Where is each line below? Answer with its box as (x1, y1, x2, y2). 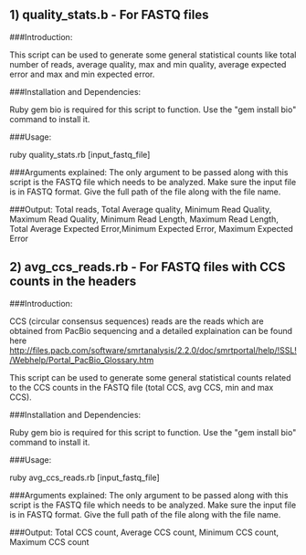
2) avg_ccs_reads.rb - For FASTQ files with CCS (9, 259, 286, 275)
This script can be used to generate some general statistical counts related (9, 372, 291, 382)
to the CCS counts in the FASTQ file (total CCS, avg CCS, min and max (9, 382, 274, 393)
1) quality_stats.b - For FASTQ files (9, 7, 209, 23)
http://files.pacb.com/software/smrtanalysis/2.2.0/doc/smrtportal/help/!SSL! (9, 344, 297, 355)
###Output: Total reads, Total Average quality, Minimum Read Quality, (9, 204, 272, 215)
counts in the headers (9, 274, 137, 289)
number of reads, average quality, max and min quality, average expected (9, 58, 287, 69)
